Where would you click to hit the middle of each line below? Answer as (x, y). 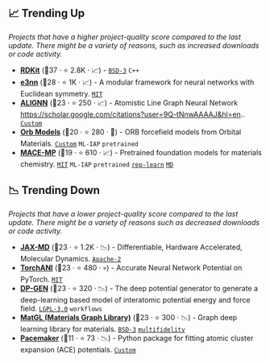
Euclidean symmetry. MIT (61, 93)
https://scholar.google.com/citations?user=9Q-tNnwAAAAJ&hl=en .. (133, 114)
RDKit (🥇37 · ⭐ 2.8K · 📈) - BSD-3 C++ (79, 70)
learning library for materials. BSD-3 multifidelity (102, 329)
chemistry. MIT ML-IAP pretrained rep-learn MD (97, 164)
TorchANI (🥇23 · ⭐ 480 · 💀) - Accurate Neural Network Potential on (131, 267)
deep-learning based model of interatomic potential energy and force (135, 299)
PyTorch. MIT (41, 279)
